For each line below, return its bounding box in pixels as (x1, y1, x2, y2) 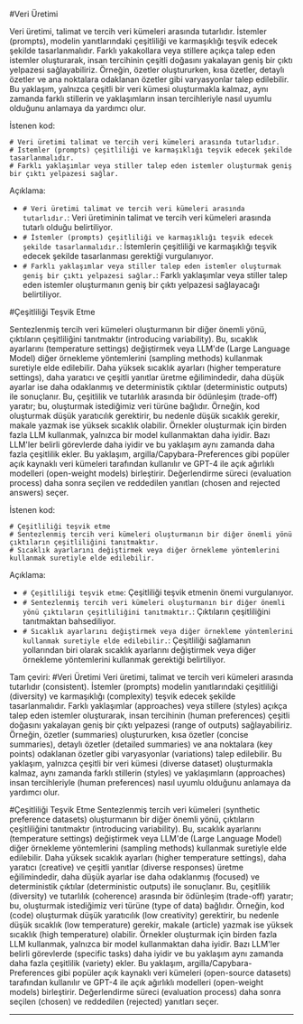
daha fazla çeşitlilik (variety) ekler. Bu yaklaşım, (9, 958, 186, 968)
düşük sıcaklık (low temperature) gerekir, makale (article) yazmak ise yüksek (9, 919, 294, 930)
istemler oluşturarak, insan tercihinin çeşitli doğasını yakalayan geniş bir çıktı (9, 55, 293, 65)
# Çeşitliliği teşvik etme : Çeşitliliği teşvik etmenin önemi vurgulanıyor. (22, 587, 294, 598)
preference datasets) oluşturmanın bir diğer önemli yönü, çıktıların (9, 814, 255, 824)
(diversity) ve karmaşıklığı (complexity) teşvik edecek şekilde (9, 691, 236, 702)
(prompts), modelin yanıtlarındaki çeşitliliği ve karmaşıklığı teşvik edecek (9, 36, 278, 46)
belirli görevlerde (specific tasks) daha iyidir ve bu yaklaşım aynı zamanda (9, 948, 284, 959)
